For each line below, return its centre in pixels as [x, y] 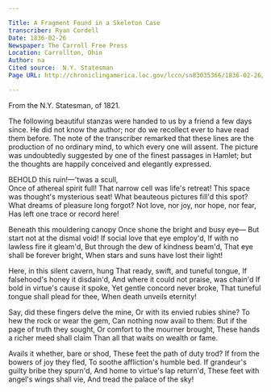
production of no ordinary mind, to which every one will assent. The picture [133, 147]
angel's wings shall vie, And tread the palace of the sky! [101, 379]
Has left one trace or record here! [64, 214]
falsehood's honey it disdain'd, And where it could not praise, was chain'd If [134, 279]
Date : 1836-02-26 [38, 38]
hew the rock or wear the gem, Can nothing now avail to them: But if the [128, 320]
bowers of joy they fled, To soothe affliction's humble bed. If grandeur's [128, 362]
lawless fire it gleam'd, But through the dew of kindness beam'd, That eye [131, 246]
